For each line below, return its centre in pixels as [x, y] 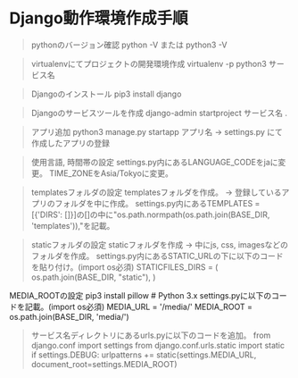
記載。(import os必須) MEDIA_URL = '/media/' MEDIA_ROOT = [138, 307]
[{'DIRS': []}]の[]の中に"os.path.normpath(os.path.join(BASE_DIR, [150, 214]
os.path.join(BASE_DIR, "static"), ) [93, 277]
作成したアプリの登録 [70, 143]
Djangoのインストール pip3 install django [106, 94]
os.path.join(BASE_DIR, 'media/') [69, 316]
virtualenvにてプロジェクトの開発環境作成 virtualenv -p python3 [149, 63]
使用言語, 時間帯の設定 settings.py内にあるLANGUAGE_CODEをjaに [154, 162]
